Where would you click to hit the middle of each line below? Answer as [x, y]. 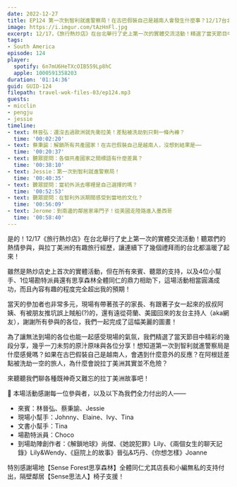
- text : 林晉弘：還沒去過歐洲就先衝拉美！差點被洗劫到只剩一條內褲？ [96, 132]
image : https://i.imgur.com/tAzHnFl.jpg [68, 27]
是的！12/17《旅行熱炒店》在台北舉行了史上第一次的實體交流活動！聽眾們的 [116, 238]
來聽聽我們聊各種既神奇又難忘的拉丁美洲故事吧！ [78, 378]
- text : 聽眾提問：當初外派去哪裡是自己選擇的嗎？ [73, 184]
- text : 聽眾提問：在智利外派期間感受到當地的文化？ [75, 198]
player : [19, 60]
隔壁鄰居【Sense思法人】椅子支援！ [72, 476]
